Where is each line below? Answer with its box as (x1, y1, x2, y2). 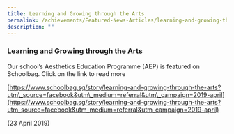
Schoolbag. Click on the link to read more (7, 69, 126, 77)
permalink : (7, 17, 39, 24)
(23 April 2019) (7, 119, 50, 127)
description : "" (7, 23, 54, 30)
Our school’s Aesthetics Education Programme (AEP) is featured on (7, 62, 201, 70)
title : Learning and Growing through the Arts (7, 10, 145, 17)
